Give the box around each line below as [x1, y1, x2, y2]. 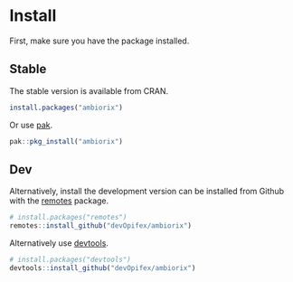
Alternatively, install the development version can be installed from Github [9, 186, 285, 197]
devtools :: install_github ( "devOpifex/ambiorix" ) [9, 263, 196, 272]
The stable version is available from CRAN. [9, 85, 169, 96]
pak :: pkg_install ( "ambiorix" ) [9, 136, 124, 146]
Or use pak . [9, 119, 52, 130]
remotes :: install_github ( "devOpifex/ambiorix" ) [9, 221, 193, 230]
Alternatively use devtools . [9, 238, 109, 249]
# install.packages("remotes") [9, 213, 128, 222]
